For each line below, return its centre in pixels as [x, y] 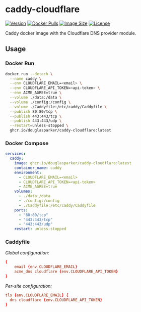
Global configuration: [27, 253]
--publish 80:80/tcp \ [33, 112]
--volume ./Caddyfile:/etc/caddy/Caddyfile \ [58, 107]
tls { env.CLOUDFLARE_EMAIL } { [37, 295]
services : [16, 154]
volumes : [23, 191]
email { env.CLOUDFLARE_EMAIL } [46, 267]
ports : [21, 210]
